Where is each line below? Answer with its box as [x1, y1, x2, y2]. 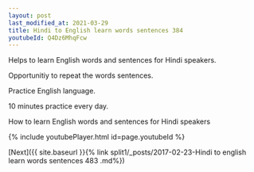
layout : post [8, 11, 52, 20]
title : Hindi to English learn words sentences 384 [8, 26, 183, 34]
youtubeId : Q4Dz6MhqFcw [8, 33, 88, 42]
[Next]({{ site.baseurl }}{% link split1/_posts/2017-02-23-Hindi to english [8, 147, 247, 157]
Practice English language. [8, 86, 96, 96]
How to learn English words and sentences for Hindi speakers [8, 117, 211, 127]
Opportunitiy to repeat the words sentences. [8, 71, 154, 80]
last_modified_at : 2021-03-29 [8, 19, 109, 27]
